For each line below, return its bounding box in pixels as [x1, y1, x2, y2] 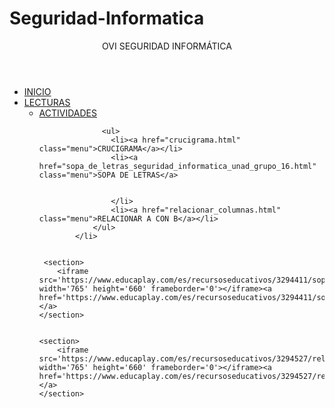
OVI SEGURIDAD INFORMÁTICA [102, 40, 232, 52]
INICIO [23, 85, 52, 97]
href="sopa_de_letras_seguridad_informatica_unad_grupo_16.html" [38, 161, 317, 171]
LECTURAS [23, 96, 71, 108]
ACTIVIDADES [38, 107, 98, 119]
